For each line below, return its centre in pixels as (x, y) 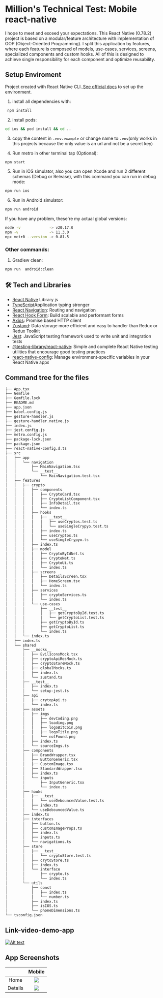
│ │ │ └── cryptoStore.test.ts (48, 856)
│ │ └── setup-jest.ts (37, 691)
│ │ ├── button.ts (33, 824)
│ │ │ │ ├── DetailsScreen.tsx (46, 577)
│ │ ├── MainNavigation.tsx (42, 467)
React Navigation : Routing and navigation (54, 310)
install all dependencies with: (41, 101)
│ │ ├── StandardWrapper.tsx (44, 769)
